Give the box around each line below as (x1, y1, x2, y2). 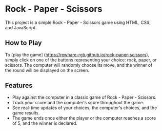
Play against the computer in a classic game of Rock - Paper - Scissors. (12, 94, 157, 100)
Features (5, 81, 33, 90)
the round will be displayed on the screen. (5, 67, 89, 73)
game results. (12, 110, 40, 115)
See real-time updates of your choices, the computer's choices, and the (12, 105, 157, 111)
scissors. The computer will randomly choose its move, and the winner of (5, 62, 153, 68)
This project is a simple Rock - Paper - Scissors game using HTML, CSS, (5, 19, 151, 25)
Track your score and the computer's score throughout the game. (12, 99, 144, 105)
